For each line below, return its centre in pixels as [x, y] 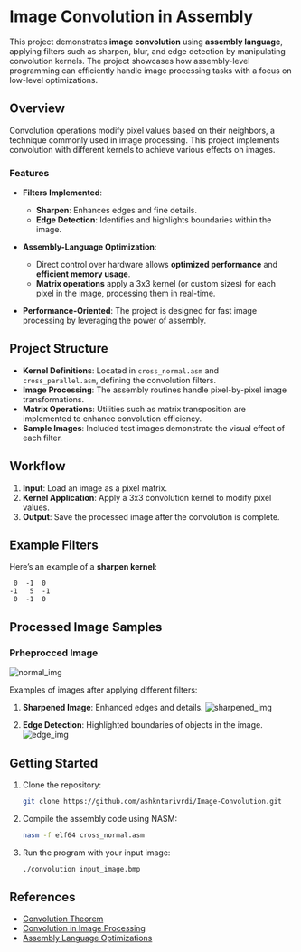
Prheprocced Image [54, 653]
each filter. [42, 438]
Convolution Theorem [63, 919]
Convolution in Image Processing [84, 928]
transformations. [53, 399]
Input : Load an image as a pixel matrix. [95, 488]
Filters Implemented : [62, 193]
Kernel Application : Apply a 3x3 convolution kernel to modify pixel [147, 497]
